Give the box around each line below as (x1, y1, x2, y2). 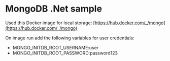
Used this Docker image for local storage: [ (5, 20, 95, 26)
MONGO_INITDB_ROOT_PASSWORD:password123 (12, 50, 118, 56)
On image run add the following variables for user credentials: (5, 35, 134, 41)
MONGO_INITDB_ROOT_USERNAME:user (12, 44, 99, 50)
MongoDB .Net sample (5, 3, 103, 15)
